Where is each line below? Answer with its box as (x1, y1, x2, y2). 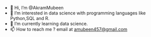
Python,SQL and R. (10, 15, 49, 21)
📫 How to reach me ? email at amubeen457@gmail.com (10, 26, 128, 32)
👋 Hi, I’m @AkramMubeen (10, 5, 64, 10)
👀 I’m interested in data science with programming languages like (10, 10, 146, 16)
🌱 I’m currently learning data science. (10, 20, 88, 26)
